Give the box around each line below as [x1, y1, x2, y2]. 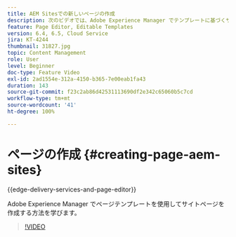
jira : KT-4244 [7, 36, 49, 43]
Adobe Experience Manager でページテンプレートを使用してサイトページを [7, 199, 225, 208]
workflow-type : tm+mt [7, 95, 71, 102]
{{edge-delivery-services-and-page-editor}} [7, 185, 137, 194]
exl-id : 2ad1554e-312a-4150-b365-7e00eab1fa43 [7, 75, 146, 83]
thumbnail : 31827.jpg [7, 43, 71, 50]
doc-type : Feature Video [7, 69, 80, 76]
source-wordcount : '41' [7, 102, 77, 109]
